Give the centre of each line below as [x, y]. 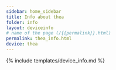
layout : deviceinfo [30, 28]
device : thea [22, 44]
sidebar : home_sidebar [34, 11]
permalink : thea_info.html [39, 38]
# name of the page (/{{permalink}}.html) [59, 33]
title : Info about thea [35, 17]
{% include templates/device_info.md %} [56, 60]
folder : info [22, 22]
